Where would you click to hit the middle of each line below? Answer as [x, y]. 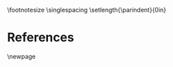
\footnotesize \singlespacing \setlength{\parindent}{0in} [87, 10]
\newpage [22, 56]
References [41, 38]
